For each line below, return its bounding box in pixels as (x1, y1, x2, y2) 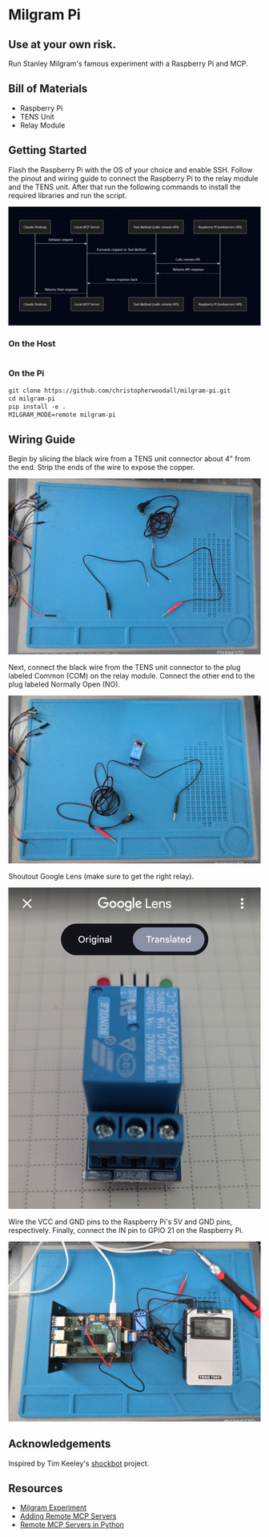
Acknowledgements (8, 1438, 111, 1451)
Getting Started (8, 144, 87, 157)
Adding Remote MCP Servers (19, 1511, 117, 1521)
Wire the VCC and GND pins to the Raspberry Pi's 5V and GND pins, (8, 1217, 233, 1227)
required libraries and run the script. (8, 190, 127, 200)
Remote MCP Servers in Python (19, 1520, 124, 1530)
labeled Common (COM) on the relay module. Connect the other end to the (8, 671, 255, 680)
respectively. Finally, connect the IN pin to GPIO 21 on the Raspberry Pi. (8, 1226, 244, 1235)
